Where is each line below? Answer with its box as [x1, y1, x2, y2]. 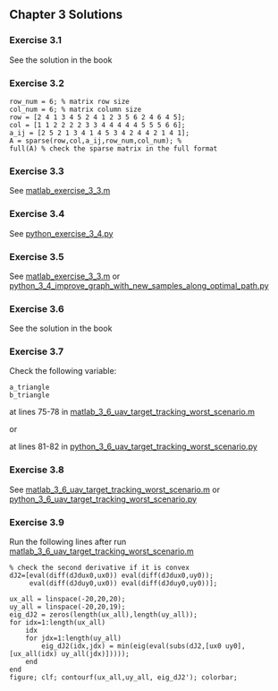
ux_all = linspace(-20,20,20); [9, 595, 126, 604]
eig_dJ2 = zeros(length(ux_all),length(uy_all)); [9, 610, 198, 619]
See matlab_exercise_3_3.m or [9, 271, 121, 281]
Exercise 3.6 [9, 302, 64, 315]
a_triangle [9, 383, 50, 393]
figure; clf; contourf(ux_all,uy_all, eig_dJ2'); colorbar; [9, 673, 239, 682]
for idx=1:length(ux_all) [9, 618, 105, 627]
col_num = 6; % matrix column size [9, 105, 142, 114]
